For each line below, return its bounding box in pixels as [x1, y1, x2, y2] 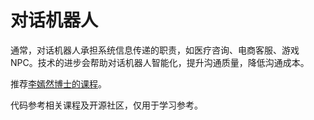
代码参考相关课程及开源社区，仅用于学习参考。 [10, 99, 203, 111]
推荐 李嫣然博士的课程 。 [10, 77, 107, 90]
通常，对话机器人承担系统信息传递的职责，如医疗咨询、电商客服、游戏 [10, 44, 300, 56]
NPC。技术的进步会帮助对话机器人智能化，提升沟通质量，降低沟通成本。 [10, 56, 310, 68]
